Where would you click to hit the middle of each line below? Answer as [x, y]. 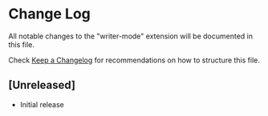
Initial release [42, 104]
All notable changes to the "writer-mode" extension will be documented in [130, 36]
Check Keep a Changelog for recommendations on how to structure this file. [134, 60]
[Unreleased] [42, 85]
